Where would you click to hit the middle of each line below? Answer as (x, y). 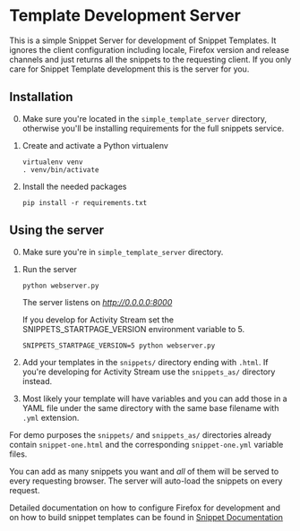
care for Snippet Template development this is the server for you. (129, 69)
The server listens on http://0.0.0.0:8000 (97, 302)
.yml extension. (51, 417)
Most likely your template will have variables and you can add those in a (155, 398)
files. (18, 454)
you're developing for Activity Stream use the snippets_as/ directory (149, 372)
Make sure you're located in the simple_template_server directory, (144, 118)
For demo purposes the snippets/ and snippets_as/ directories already (140, 434)
